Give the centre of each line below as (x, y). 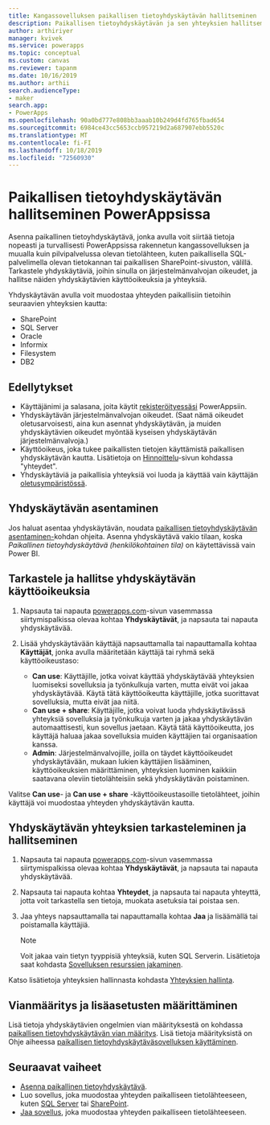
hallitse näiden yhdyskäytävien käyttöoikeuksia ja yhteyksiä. (108, 280)
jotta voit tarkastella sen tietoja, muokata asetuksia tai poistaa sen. (129, 901)
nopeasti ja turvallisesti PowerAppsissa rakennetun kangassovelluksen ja (129, 245)
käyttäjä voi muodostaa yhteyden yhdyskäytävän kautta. (102, 802)
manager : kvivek (35, 38)
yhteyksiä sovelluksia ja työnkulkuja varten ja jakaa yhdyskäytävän (142, 718)
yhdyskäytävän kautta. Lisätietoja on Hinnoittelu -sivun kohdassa (126, 458)
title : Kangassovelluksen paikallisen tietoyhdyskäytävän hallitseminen (133, 16)
